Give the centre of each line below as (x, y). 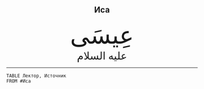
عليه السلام (102, 56)
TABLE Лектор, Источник (36, 76)
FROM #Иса (19, 81)
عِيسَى (102, 35)
